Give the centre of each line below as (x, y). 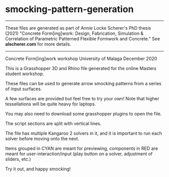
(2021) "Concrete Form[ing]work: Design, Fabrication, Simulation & (74, 33)
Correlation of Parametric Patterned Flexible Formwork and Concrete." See (82, 38)
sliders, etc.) (18, 159)
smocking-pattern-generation (70, 9)
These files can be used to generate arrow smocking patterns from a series (83, 83)
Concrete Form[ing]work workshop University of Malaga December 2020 (81, 58)
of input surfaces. (24, 89)
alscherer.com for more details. (38, 44)
